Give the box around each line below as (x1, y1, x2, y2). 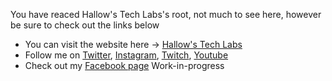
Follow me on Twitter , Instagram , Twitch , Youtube (24, 49, 229, 61)
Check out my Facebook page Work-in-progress (24, 60, 225, 71)
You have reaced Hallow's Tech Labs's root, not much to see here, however (10, 9, 322, 20)
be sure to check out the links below (10, 19, 160, 31)
